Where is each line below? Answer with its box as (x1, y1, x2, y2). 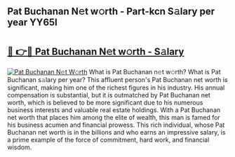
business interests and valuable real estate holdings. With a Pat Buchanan (7, 106, 221, 114)
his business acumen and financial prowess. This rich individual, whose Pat (7, 121, 225, 129)
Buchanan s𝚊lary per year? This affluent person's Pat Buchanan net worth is (7, 76, 228, 83)
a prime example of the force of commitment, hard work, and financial (7, 136, 210, 144)
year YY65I (7, 17, 58, 29)
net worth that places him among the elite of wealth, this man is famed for (7, 114, 221, 121)
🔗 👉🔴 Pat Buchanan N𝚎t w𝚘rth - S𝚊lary (7, 46, 184, 57)
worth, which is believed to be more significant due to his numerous (7, 98, 203, 107)
